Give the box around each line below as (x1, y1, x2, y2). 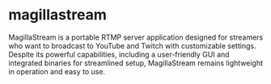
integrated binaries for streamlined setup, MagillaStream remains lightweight (8, 58, 264, 68)
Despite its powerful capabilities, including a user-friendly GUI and (8, 49, 230, 59)
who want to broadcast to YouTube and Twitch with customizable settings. (8, 40, 256, 50)
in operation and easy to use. (8, 66, 106, 76)
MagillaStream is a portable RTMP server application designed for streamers (8, 32, 264, 42)
